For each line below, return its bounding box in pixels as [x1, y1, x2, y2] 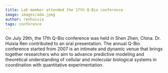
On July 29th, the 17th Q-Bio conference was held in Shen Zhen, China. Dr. [5, 35, 161, 41]
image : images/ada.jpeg [5, 12, 56, 17]
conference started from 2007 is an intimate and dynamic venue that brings [5, 46, 163, 52]
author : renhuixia [5, 17, 44, 22]
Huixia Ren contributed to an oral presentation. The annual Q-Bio [5, 41, 140, 47]
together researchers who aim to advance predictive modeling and [5, 51, 144, 57]
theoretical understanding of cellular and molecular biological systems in [5, 56, 157, 63]
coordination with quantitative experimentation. [5, 62, 104, 68]
